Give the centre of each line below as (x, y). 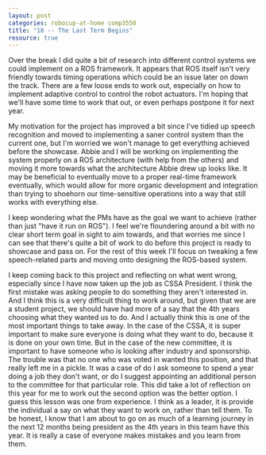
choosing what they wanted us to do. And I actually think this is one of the (129, 318)
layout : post (30, 15)
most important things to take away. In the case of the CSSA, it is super (125, 326)
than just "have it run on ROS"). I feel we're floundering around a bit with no (132, 226)
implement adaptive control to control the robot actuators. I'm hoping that (128, 94)
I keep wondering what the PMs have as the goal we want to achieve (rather (132, 218)
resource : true (33, 38)
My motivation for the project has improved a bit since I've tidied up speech (132, 126)
